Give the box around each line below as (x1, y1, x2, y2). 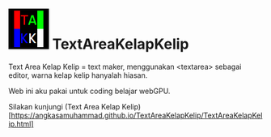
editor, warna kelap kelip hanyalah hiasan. (8, 70, 148, 80)
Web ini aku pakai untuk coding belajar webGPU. (8, 86, 171, 96)
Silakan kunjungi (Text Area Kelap (8, 101, 121, 111)
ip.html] (8, 118, 34, 129)
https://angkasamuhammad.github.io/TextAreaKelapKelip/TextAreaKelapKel (11, 110, 263, 120)
